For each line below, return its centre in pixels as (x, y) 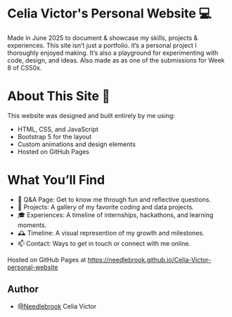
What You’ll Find (56, 180)
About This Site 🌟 (59, 96)
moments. (32, 225)
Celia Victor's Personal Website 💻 (110, 14)
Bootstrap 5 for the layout (54, 136)
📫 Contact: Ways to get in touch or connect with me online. (104, 243)
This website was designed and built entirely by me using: (91, 115)
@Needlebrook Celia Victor (57, 306)
